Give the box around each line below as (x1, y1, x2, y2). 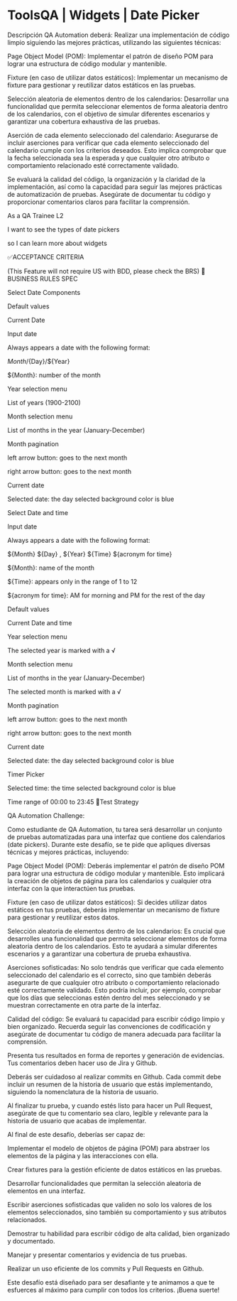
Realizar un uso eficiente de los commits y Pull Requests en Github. (7, 1264, 204, 1273)
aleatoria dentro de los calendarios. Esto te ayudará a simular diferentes (7, 941, 218, 950)
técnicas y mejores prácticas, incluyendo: (7, 848, 129, 856)
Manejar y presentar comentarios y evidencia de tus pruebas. (7, 1251, 187, 1259)
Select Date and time (7, 508, 69, 517)
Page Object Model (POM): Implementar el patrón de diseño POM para (7, 52, 214, 60)
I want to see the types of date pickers (7, 225, 120, 234)
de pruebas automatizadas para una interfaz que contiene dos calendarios (7, 832, 226, 841)
